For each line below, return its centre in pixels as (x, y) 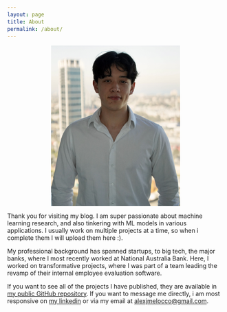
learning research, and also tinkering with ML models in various (97, 223)
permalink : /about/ (35, 29)
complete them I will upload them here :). (65, 238)
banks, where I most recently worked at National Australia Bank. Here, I (108, 258)
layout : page (26, 14)
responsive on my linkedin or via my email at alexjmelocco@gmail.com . (108, 301)
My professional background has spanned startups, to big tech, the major (111, 251)
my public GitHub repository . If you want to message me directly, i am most (113, 293)
